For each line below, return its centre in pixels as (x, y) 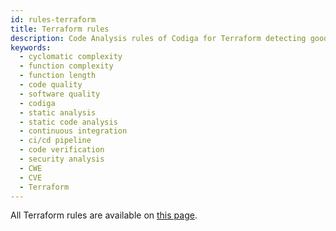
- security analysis (62, 159)
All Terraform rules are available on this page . (104, 215)
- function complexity (66, 66)
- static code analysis (68, 122)
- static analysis (58, 112)
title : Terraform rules (60, 29)
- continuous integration (73, 131)
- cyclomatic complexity (71, 57)
